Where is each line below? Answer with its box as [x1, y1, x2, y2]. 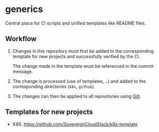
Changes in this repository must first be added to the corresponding [12, 48, 154, 54]
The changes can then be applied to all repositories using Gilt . [12, 93, 141, 99]
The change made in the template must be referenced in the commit [12, 63, 154, 69]
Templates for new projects [5, 108, 93, 116]
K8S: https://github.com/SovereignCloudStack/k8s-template [12, 121, 138, 127]
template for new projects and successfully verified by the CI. [12, 53, 140, 59]
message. [12, 68, 33, 74]
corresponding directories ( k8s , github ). [12, 83, 96, 89]
